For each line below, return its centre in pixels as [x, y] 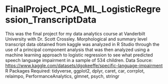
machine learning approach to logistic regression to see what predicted [79, 55]
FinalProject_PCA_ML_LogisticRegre [83, 9]
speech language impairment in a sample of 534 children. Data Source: [79, 60]
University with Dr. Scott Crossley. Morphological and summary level [76, 39]
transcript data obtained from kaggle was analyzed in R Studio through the [82, 44]
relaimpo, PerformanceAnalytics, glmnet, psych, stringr [62, 76]
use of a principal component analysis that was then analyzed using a [77, 49]
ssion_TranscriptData [51, 20]
